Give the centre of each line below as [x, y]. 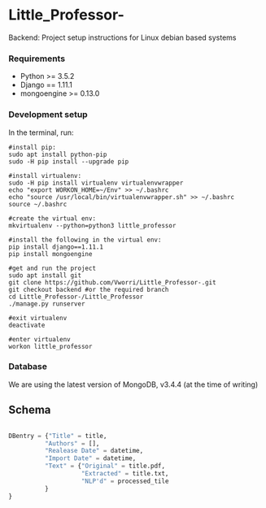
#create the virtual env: [52, 218]
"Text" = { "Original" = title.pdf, [105, 466]
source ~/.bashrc [38, 204]
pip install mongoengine [50, 254]
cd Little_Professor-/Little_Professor [76, 297]
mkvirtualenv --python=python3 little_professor [92, 225]
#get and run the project [52, 268]
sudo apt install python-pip [58, 154]
